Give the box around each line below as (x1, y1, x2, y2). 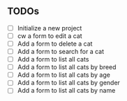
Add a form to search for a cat (17, 48, 105, 55)
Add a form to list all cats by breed (17, 63, 117, 71)
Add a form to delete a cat (17, 39, 93, 48)
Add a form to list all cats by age (17, 71, 110, 79)
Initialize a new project (17, 24, 82, 32)
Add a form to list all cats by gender (17, 79, 121, 87)
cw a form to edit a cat (17, 31, 82, 40)
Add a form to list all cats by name (17, 86, 116, 95)
